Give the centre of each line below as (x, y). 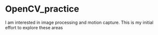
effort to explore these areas (34, 27)
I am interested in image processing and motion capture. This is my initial (79, 22)
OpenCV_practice (42, 9)
